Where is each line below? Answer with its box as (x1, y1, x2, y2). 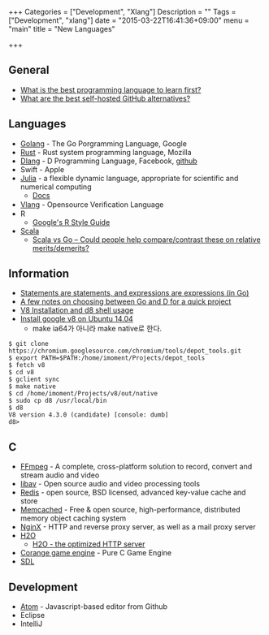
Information (8, 267, 70, 281)
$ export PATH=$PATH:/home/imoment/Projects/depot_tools (8, 354, 206, 362)
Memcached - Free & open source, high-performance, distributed (20, 505, 241, 515)
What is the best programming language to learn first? (20, 84, 202, 94)
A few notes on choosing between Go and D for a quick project (20, 296, 232, 307)
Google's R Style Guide (32, 217, 111, 227)
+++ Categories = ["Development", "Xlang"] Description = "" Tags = (8, 7, 236, 16)
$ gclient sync (8, 375, 60, 384)
